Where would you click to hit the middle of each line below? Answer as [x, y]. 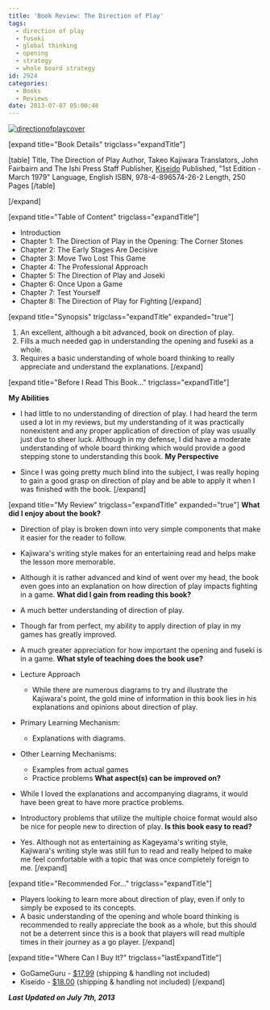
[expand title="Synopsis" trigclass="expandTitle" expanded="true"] [121, 317]
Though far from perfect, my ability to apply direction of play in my [131, 626]
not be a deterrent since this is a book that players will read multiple [133, 933]
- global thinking [47, 46]
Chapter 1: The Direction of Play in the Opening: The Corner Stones [131, 241]
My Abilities [29, 398]
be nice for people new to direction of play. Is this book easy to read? [136, 827]
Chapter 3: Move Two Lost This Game [83, 258]
